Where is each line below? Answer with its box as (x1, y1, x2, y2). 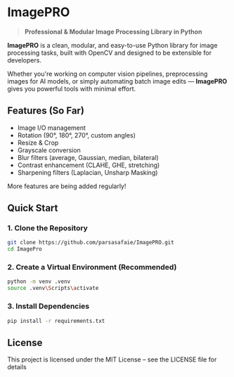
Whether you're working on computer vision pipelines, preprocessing (7, 70, 208, 78)
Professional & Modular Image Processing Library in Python (24, 27, 202, 36)
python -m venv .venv (7, 278, 71, 285)
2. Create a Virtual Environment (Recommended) (7, 263, 177, 272)
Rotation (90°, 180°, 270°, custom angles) (17, 131, 136, 139)
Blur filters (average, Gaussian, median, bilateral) (17, 153, 160, 161)
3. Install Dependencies (7, 301, 90, 311)
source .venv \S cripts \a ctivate (7, 285, 99, 292)
